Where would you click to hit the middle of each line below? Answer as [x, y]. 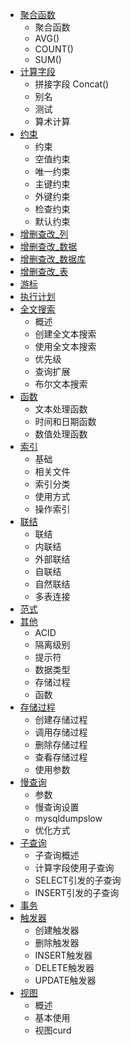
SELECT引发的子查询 [78, 880]
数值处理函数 [61, 434]
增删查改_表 [44, 271]
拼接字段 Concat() [72, 84]
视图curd [53, 1030]
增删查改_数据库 [53, 259]
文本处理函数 [61, 409]
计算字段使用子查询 [74, 867]
